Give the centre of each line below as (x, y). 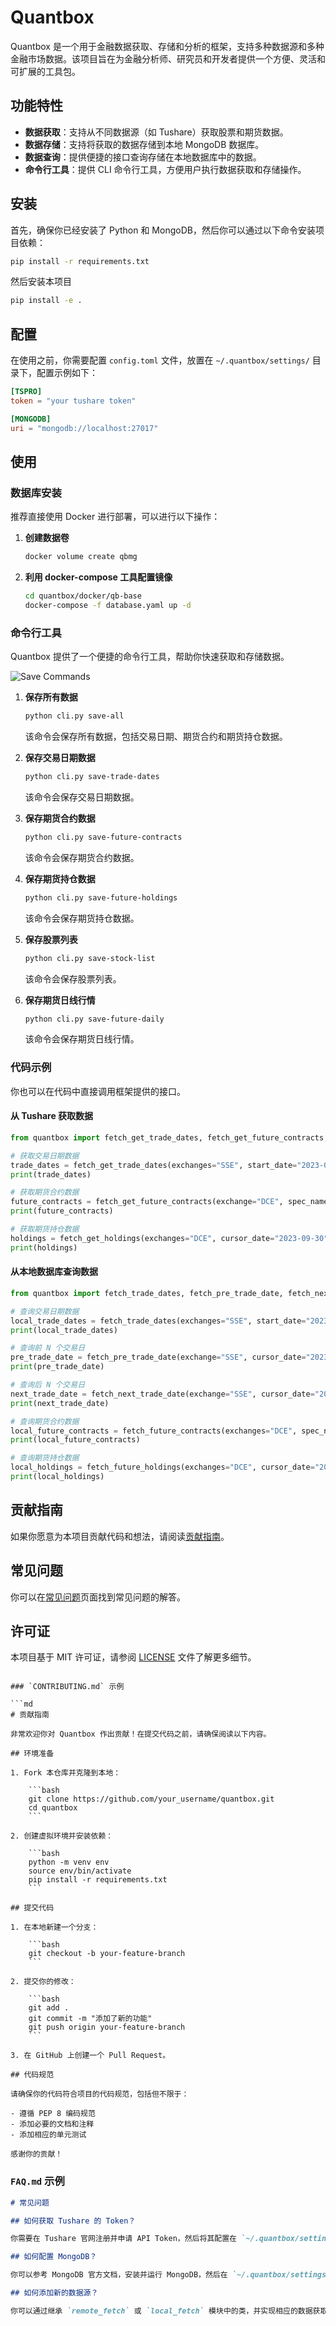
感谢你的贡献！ (36, 2154)
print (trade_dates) (51, 1174)
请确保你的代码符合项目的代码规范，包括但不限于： (100, 2094)
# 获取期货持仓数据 (45, 1229)
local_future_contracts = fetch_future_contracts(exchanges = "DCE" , (154, 1431)
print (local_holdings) (57, 1477)
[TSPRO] (26, 392)
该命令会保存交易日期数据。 (82, 797)
